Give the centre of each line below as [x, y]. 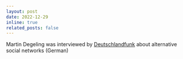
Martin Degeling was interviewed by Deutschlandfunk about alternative [91, 44]
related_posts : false [32, 28]
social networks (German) [37, 51]
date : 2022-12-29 [27, 17]
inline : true [22, 22]
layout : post [22, 11]
